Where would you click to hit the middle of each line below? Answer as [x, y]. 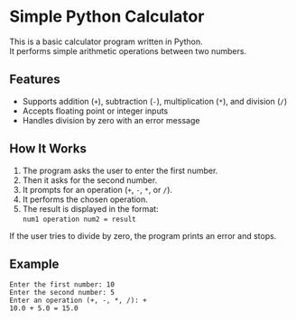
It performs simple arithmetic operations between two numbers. [128, 50]
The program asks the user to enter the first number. [120, 170]
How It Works [48, 149]
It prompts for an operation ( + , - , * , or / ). [97, 189]
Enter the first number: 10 [62, 285]
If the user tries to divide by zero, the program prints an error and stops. [143, 235]
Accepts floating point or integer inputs [95, 111]
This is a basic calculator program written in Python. [106, 41]
